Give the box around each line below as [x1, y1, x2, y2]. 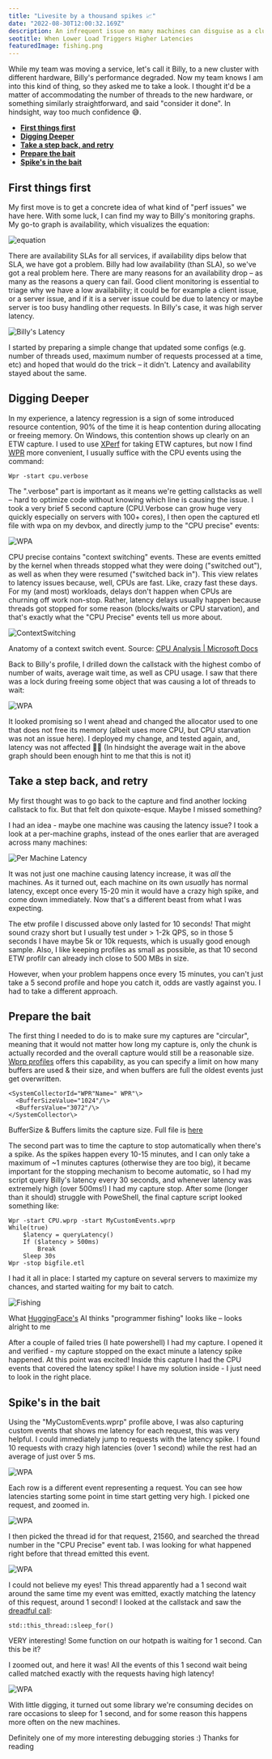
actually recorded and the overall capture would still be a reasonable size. [8, 1048, 255, 1058]
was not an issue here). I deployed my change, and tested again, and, [8, 734, 240, 743]
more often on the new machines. [8, 1718, 121, 1727]
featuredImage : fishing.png [8, 42, 104, 50]
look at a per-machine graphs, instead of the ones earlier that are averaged [8, 828, 259, 838]
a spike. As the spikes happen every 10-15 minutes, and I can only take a [8, 1149, 250, 1159]
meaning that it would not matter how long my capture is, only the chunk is [8, 1040, 257, 1050]
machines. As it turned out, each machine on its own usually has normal [8, 877, 249, 887]
